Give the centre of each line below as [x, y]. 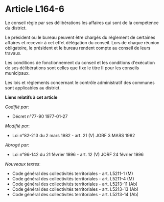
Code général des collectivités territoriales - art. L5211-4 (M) [73, 178]
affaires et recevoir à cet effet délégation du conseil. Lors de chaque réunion [82, 42]
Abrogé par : [17, 145]
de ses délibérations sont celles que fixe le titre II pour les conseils [72, 68]
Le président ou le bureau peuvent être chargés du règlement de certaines [80, 37]
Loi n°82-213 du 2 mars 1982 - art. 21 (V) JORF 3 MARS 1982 [74, 135]
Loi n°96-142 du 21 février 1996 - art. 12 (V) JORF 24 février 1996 [78, 154]
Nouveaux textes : [23, 164]
